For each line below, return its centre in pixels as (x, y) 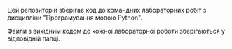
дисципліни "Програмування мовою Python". (75, 17)
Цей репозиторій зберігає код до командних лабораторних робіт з (107, 10)
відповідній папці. (34, 38)
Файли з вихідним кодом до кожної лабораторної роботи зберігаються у (116, 31)
